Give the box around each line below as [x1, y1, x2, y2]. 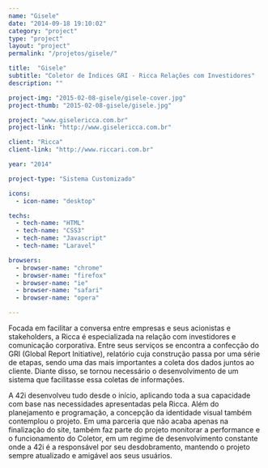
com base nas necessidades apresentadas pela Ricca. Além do [8, 399, 219, 409]
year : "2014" [8, 160, 53, 168]
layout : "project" [8, 42, 70, 50]
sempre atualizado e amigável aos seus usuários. [8, 451, 172, 460]
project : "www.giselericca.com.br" [8, 116, 129, 124]
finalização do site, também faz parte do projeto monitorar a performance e [8, 425, 261, 434]
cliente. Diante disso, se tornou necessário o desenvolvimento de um [8, 366, 239, 376]
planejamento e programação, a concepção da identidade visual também [8, 408, 253, 417]
